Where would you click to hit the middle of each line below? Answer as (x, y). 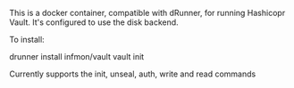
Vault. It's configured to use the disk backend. (94, 22)
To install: (27, 40)
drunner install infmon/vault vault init (77, 56)
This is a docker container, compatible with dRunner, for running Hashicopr (147, 13)
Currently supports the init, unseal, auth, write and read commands (133, 74)
